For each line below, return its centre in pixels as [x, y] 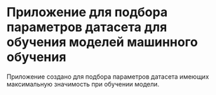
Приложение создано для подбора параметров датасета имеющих [108, 76]
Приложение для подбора [87, 12]
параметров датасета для [87, 27]
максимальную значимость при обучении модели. [83, 84]
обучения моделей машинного [102, 42]
